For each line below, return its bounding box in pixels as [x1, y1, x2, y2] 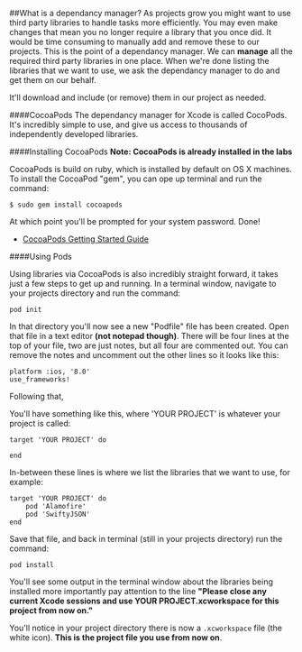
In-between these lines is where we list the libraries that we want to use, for [9, 467, 290, 477]
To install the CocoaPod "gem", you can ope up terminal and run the [9, 173, 262, 184]
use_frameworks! [9, 375, 70, 384]
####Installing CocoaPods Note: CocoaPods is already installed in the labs [9, 146, 293, 157]
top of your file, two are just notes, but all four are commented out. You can [9, 340, 288, 351]
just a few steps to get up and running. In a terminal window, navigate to [9, 279, 277, 289]
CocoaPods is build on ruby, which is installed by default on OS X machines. [9, 164, 293, 174]
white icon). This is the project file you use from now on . [9, 632, 223, 643]
